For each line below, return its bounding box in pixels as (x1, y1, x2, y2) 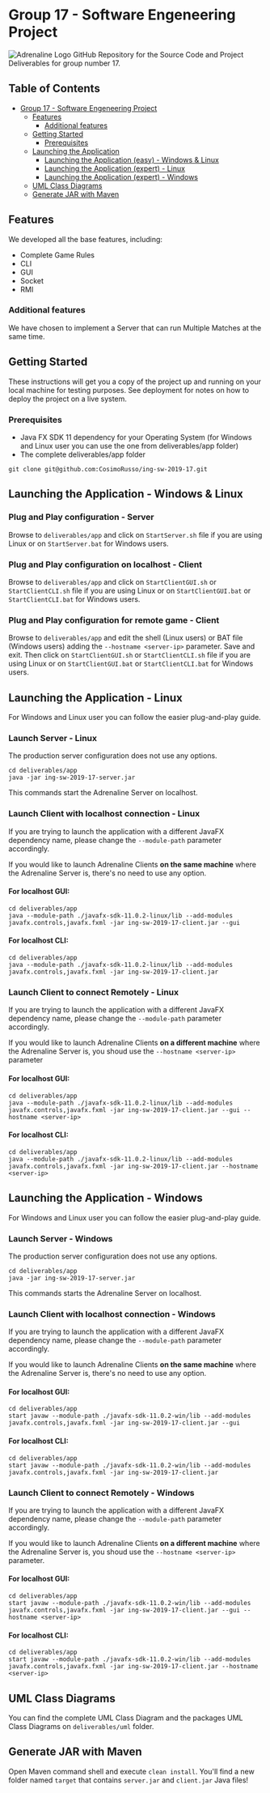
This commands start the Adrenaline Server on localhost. (8, 788, 198, 798)
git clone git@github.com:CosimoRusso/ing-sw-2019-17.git (8, 465, 208, 473)
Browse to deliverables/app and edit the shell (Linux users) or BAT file (8, 633, 243, 643)
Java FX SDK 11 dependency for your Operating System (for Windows (19, 432, 252, 442)
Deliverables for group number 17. (8, 58, 121, 68)
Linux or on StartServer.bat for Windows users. (8, 539, 169, 548)
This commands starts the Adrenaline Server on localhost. (8, 1288, 202, 1297)
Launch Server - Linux (8, 732, 98, 743)
